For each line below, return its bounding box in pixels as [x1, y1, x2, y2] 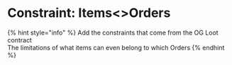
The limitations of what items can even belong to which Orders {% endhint [7, 43, 225, 52]
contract [7, 35, 32, 44]
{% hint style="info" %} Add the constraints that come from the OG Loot [7, 28, 219, 37]
